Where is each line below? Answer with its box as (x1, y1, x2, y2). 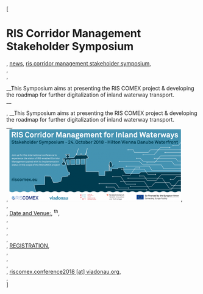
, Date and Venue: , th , (6, 208, 60, 216)
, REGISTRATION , (6, 241, 50, 249)
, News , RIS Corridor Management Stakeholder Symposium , (6, 59, 151, 67)
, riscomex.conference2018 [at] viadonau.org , (6, 268, 121, 275)
